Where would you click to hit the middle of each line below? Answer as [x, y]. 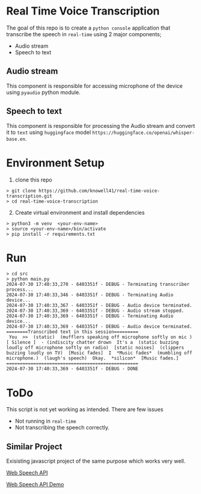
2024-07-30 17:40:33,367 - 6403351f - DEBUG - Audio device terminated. [99, 306]
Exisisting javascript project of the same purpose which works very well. [96, 461]
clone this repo [33, 180]
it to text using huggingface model [49, 132]
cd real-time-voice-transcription [55, 201]
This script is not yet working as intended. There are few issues [85, 410]
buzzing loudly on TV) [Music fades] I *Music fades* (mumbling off [99, 353]
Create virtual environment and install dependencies [80, 212]
